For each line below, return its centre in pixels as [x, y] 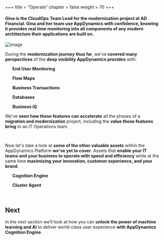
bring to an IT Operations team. [37, 127]
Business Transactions [36, 88]
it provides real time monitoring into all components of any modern [74, 28]
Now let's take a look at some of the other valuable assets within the [75, 146]
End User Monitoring [34, 69]
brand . [12, 166]
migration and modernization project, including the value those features [79, 121]
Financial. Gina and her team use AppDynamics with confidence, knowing [82, 23]
